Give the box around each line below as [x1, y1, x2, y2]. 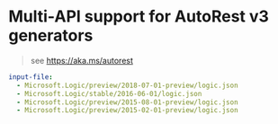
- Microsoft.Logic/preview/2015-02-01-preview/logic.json [16, 106, 239, 115]
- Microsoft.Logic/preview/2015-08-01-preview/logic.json [16, 97, 239, 107]
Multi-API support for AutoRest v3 [8, 6, 269, 27]
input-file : [8, 72, 53, 82]
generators [8, 25, 94, 46]
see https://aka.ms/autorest [30, 55, 134, 66]
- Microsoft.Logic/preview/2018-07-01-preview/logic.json [16, 81, 239, 90]
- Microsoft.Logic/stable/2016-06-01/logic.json [16, 89, 202, 98]
